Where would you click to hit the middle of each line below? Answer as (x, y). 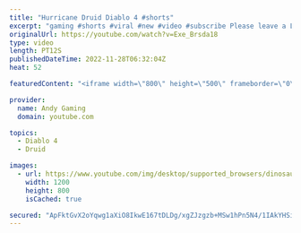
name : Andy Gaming (52, 108)
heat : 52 (26, 68)
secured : (26, 215)
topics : (24, 133)
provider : (28, 99)
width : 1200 (47, 182)
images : (24, 166)
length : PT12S (36, 51)
